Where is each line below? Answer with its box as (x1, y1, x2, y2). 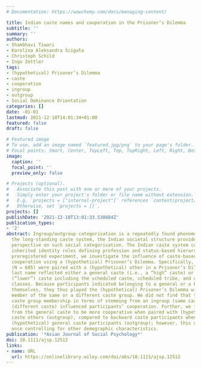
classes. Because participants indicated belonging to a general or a (11, 281, 191, 287)
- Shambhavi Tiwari (6, 42, 55, 48)
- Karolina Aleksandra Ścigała (6, 47, 84, 54)
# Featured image (6, 136, 50, 143)
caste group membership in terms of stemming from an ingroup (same (11, 298, 186, 304)
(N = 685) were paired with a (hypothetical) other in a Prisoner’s (11, 265, 186, 271)
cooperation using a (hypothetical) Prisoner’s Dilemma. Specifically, (11, 259, 194, 265)
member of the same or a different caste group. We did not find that (11, 292, 191, 298)
